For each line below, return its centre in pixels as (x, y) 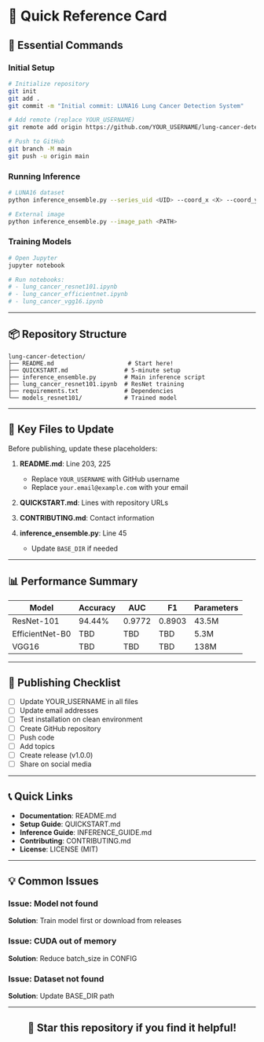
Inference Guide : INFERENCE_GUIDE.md (85, 832)
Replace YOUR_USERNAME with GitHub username (105, 479)
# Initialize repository (49, 83)
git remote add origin (45, 128)
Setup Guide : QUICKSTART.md (70, 824)
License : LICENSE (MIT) (59, 849)
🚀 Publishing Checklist (64, 682)
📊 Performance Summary (73, 582)
